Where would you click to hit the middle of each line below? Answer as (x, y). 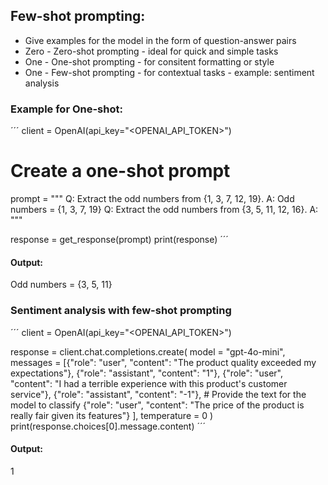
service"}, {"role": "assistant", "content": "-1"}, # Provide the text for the (158, 394)
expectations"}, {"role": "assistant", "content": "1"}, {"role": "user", (147, 373)
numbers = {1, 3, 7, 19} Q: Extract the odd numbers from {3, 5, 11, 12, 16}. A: (164, 210)
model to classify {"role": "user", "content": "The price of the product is (157, 405)
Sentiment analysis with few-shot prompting (121, 311)
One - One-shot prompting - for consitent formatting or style (149, 61)
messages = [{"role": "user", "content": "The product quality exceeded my (163, 362)
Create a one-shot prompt (120, 171)
